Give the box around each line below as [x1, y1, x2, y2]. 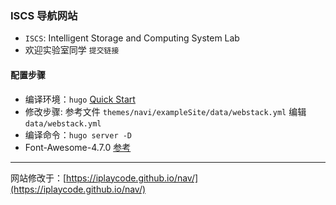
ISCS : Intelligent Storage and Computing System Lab [24, 32, 240, 44]
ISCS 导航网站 [10, 8, 78, 22]
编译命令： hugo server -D [24, 128, 133, 141]
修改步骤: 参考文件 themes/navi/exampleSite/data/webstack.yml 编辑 [24, 105, 307, 117]
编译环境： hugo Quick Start [24, 93, 136, 105]
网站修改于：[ [10, 172, 67, 184]
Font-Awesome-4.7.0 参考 [24, 141, 132, 153]
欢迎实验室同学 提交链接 [24, 44, 120, 56]
